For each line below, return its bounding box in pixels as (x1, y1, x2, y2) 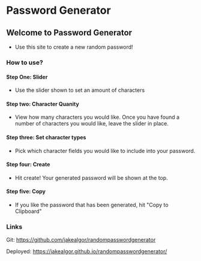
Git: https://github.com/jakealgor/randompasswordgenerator (6, 236, 156, 244)
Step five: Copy (6, 188, 46, 195)
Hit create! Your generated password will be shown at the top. (14, 174, 168, 181)
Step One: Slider (6, 73, 48, 80)
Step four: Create (6, 161, 50, 168)
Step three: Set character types (6, 133, 86, 141)
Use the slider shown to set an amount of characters (14, 86, 145, 94)
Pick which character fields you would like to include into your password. (14, 147, 196, 154)
